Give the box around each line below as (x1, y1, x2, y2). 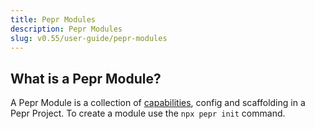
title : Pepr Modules (10, 14, 97, 25)
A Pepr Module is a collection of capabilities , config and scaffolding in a (10, 97, 306, 109)
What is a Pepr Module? (10, 70, 162, 87)
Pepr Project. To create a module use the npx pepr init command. (10, 107, 286, 120)
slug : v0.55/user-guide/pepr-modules (10, 33, 168, 43)
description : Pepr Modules (10, 24, 123, 34)
